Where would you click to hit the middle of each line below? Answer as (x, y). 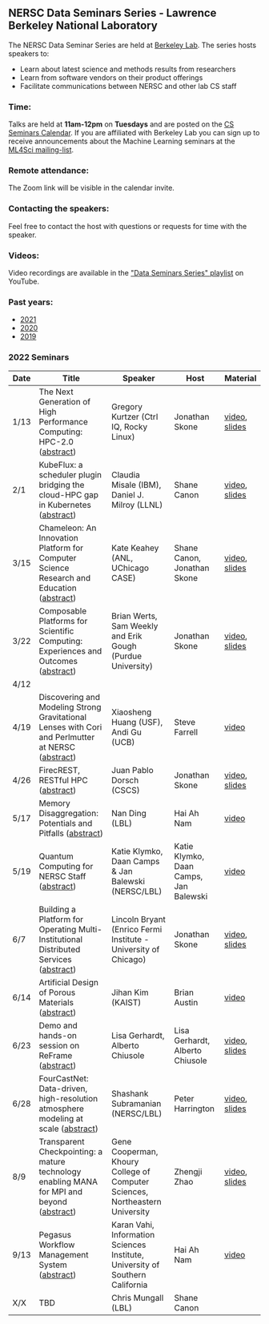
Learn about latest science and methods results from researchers (128, 69)
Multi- (90, 929)
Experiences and (70, 650)
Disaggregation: (68, 813)
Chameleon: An (68, 528)
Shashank (130, 1093)
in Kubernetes (65, 505)
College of (131, 1171)
